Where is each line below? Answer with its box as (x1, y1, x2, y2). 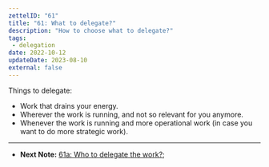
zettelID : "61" (8, 11, 59, 20)
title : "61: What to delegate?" (8, 19, 116, 27)
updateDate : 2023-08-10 (8, 57, 88, 65)
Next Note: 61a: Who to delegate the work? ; (19, 149, 166, 159)
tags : (8, 34, 26, 42)
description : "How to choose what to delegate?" (8, 26, 174, 34)
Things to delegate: (8, 85, 73, 95)
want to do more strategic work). (19, 126, 128, 136)
